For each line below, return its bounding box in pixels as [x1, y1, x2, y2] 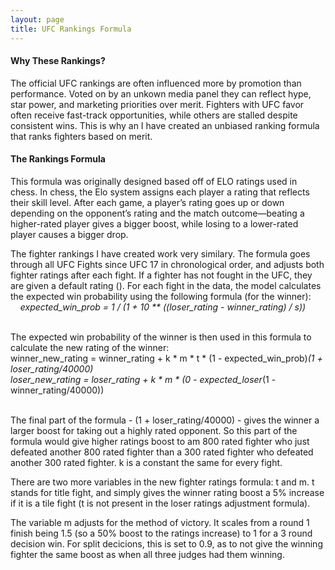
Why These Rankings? [10, 55, 106, 67]
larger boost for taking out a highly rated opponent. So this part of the [10, 424, 298, 436]
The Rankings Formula [10, 153, 106, 165]
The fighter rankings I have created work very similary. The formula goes [10, 247, 311, 260]
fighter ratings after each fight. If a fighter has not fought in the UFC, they [10, 269, 313, 281]
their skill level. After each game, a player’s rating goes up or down [10, 196, 285, 208]
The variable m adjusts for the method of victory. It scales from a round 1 [10, 516, 310, 528]
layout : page [10, 14, 65, 25]
